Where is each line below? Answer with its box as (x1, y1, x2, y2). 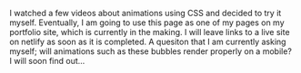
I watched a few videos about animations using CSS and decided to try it (9, 8, 282, 18)
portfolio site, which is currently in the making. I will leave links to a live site (9, 27, 290, 37)
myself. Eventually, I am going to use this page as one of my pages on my (9, 17, 285, 28)
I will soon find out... (9, 56, 85, 66)
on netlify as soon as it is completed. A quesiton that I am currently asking (9, 36, 286, 47)
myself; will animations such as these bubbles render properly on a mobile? (9, 46, 293, 57)
